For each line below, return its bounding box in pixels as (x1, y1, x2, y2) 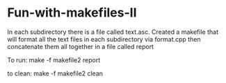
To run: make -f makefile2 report (7, 55, 101, 64)
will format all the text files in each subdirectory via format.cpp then (7, 35, 201, 43)
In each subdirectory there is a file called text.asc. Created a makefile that (7, 28, 219, 36)
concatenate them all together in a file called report (7, 42, 154, 50)
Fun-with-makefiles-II (7, 5, 137, 21)
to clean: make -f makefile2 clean (7, 69, 103, 77)
